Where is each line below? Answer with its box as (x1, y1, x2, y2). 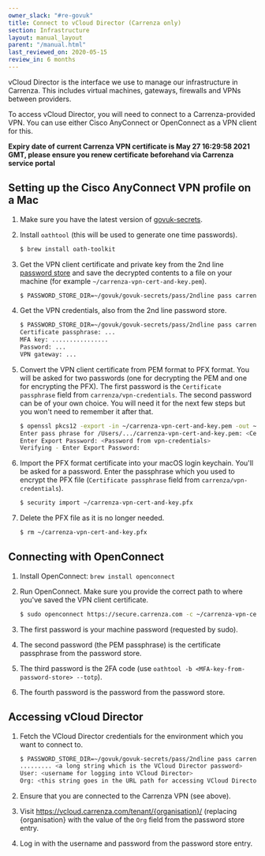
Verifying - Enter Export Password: (19, 444, 140, 452)
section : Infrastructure (8, 26, 90, 34)
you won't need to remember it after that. (19, 406, 154, 416)
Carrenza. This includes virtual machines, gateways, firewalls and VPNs (8, 85, 241, 95)
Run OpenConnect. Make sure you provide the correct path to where (19, 586, 243, 596)
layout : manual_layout (8, 33, 83, 42)
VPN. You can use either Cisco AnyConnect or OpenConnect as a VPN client (8, 118, 257, 127)
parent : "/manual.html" (8, 41, 87, 49)
